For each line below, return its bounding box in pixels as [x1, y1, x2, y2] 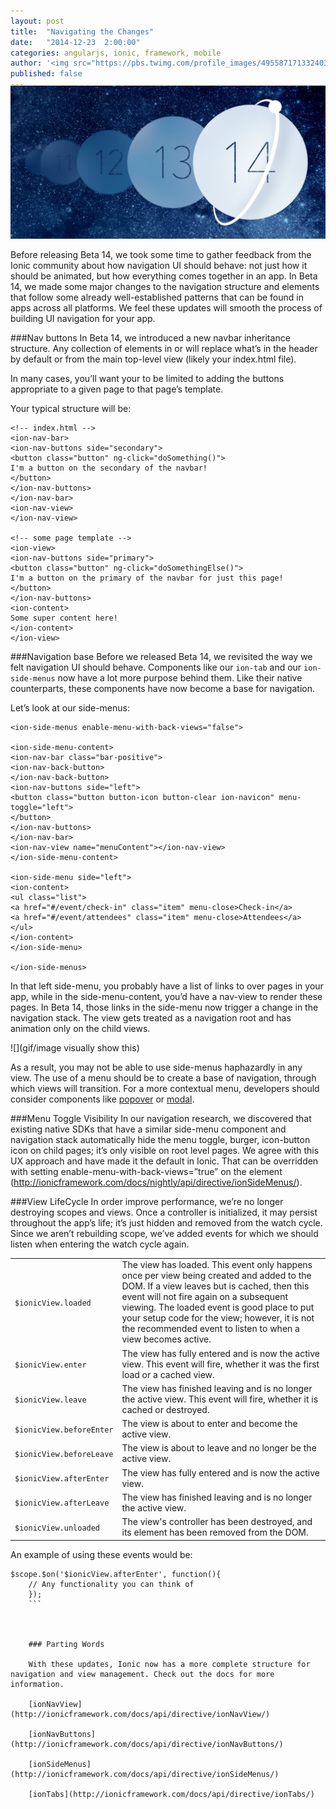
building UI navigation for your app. [10, 312, 156, 324]
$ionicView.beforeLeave [14, 1449, 114, 1459]
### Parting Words [28, 1639, 105, 1649]
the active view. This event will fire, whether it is [121, 1393, 319, 1405]
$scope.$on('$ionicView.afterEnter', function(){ [10, 1569, 222, 1579]
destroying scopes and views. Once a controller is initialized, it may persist [10, 1206, 318, 1218]
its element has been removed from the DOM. [121, 1526, 309, 1539]
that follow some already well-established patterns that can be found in [10, 291, 304, 303]
